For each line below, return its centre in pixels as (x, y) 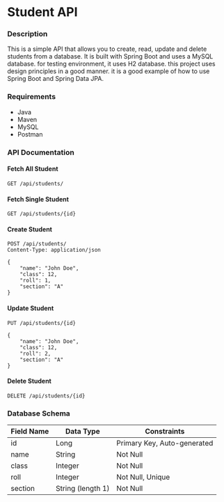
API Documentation (41, 152)
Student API (42, 12)
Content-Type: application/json (54, 250)
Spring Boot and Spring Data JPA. (56, 79)
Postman (30, 134)
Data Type (82, 432)
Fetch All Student (33, 169)
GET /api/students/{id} (42, 214)
